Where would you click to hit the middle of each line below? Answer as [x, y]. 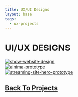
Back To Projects [32, 88]
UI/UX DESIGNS [38, 48]
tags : [11, 19]
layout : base [19, 14]
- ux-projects [24, 24]
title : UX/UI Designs [27, 10]
